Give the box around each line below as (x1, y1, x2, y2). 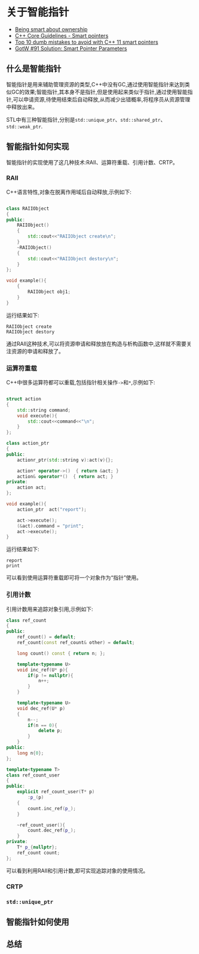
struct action (6, 396, 42, 402)
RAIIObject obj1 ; (27, 289, 71, 295)
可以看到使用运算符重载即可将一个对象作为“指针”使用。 (6, 574, 142, 582)
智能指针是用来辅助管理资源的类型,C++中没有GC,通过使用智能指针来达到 (6, 80, 185, 88)
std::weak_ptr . (6, 122, 43, 130)
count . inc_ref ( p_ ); (27, 805, 76, 811)
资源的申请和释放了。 (11, 347, 64, 354)
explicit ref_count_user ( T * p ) (17, 789, 95, 795)
